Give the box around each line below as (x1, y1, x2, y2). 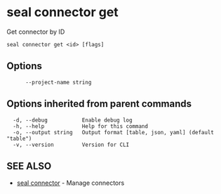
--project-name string (25, 79, 92, 86)
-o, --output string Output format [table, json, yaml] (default (13, 129, 215, 136)
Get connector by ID (6, 27, 65, 36)
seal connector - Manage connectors (16, 179, 125, 187)
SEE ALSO (6, 160, 52, 172)
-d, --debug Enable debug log (13, 117, 133, 124)
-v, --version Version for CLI (13, 141, 130, 148)
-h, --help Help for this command (13, 122, 149, 130)
